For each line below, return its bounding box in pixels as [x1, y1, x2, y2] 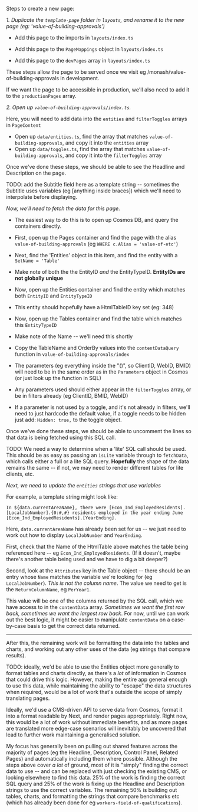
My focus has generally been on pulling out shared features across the [6, 743, 178, 749]
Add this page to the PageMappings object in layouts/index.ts [14, 45, 164, 53]
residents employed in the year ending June [71, 510, 183, 516]
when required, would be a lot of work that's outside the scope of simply [6, 689, 183, 695]
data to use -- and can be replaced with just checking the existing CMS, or [6, 768, 187, 775]
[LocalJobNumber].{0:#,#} [6, 510, 70, 516]
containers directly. [14, 222, 62, 230]
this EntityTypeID [14, 322, 57, 328]
